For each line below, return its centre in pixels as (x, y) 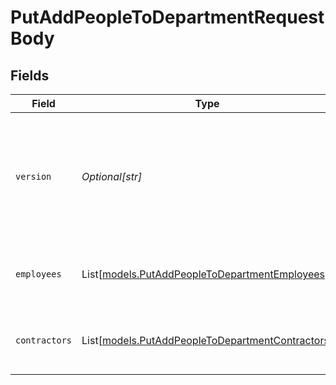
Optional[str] (112, 176)
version (33, 176)
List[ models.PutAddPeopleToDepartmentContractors (205, 340)
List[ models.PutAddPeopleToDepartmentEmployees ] (205, 274)
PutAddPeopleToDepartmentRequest (167, 17)
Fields (30, 75)
